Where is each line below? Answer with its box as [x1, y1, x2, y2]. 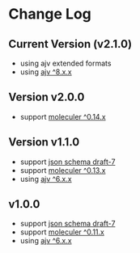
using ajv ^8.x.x [19, 67, 73, 77]
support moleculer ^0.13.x [19, 165, 106, 175]
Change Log [8, 5, 91, 23]
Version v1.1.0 [8, 135, 80, 150]
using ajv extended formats [19, 58, 112, 68]
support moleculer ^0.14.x [19, 112, 107, 121]
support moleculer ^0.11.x [19, 227, 105, 237]
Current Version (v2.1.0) [8, 37, 132, 51]
